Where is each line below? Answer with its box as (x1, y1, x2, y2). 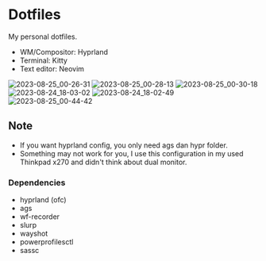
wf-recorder (19, 212, 60, 221)
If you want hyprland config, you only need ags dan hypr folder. (19, 140, 228, 150)
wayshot (19, 228, 48, 239)
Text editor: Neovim (19, 63, 85, 73)
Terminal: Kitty (19, 56, 67, 65)
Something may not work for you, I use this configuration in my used (19, 148, 244, 158)
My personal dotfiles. (8, 32, 78, 41)
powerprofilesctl (19, 237, 74, 247)
